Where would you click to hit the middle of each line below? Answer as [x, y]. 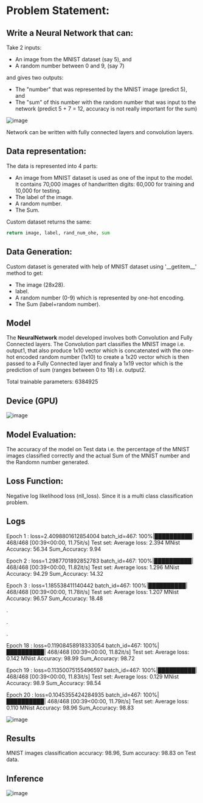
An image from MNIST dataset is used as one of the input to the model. [104, 177]
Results [21, 738]
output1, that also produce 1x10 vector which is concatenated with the [94, 350]
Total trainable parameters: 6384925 [52, 382]
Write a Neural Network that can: [70, 33]
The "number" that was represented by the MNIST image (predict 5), [101, 89]
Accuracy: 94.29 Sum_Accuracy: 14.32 [55, 573]
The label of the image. [44, 197]
